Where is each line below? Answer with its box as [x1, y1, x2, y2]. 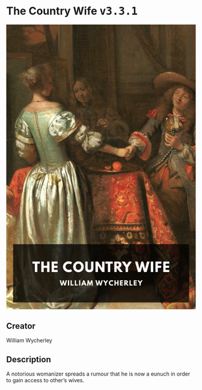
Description [6, 354, 51, 365]
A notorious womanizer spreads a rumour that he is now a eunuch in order [6, 370, 191, 377]
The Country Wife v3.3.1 [6, 4, 138, 18]
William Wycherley [6, 337, 52, 344]
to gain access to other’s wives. [6, 377, 85, 384]
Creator [6, 321, 36, 332]
